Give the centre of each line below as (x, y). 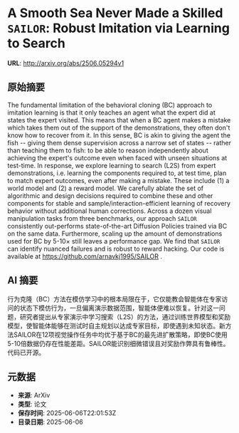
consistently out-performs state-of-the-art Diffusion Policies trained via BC (117, 226)
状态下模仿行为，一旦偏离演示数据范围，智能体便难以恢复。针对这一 (119, 308)
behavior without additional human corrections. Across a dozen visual (110, 211)
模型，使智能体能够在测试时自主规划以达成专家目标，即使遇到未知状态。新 (116, 325)
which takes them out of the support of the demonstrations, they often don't (119, 127)
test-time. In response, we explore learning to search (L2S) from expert (112, 165)
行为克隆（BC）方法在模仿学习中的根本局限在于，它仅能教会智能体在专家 (115, 299)
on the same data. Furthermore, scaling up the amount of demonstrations (115, 234)
